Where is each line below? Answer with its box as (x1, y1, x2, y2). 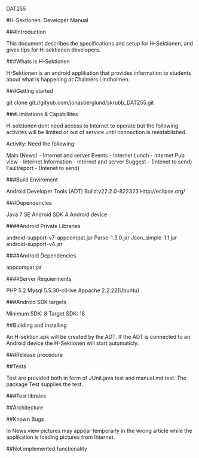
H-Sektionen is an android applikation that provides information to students (6, 69, 191, 77)
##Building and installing (6, 321, 67, 329)
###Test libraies (6, 392, 47, 399)
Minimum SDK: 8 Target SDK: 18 (6, 310, 85, 317)
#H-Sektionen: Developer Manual (6, 17, 88, 23)
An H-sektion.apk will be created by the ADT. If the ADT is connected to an (6, 333, 191, 340)
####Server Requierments (6, 275, 72, 282)
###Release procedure (6, 351, 63, 358)
